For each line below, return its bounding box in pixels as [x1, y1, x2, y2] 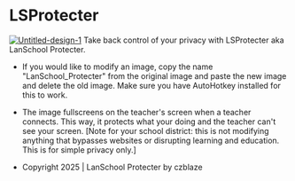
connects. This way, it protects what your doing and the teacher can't [21, 116, 276, 127]
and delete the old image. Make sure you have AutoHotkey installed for [21, 80, 282, 90]
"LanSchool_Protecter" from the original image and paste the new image [21, 70, 287, 81]
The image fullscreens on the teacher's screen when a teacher [21, 106, 252, 117]
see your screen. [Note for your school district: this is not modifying [21, 125, 269, 136]
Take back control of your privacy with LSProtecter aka [83, 35, 285, 45]
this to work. [21, 90, 68, 100]
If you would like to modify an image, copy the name [21, 61, 213, 72]
